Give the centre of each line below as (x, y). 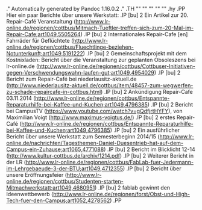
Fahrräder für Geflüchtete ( (40, 41)
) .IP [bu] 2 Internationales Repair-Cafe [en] (134, 34)
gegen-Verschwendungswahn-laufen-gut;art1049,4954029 (80, 73)
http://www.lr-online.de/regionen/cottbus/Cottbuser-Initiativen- (117, 66)
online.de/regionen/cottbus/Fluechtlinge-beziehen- (70, 47)
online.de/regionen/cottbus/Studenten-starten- (65, 181)
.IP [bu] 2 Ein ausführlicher (147, 130)
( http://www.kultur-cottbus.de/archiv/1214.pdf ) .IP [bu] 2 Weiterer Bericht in (100, 156)
